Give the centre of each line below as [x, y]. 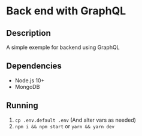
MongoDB [27, 86]
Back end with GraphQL [66, 11]
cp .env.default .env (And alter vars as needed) [75, 120]
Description [28, 33]
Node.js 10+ [30, 80]
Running [22, 106]
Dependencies [34, 66]
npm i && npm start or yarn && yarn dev [65, 126]
